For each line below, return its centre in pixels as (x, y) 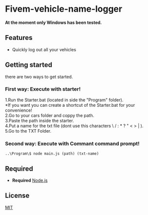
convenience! (19, 110)
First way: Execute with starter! (43, 89)
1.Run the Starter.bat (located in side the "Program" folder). (64, 100)
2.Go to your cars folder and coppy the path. (50, 115)
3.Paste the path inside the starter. (39, 120)
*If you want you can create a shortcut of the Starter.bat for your (70, 105)
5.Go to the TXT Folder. (28, 131)
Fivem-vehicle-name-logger (64, 9)
